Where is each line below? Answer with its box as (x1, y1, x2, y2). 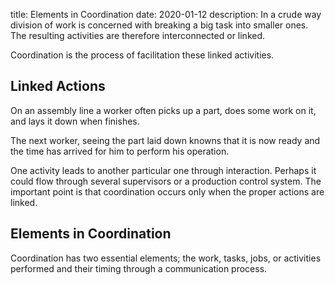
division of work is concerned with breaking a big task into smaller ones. (10, 19, 309, 31)
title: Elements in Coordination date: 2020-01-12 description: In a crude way (10, 9, 322, 20)
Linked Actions (10, 78, 106, 95)
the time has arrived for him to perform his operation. (10, 145, 230, 157)
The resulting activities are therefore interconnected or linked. (10, 30, 266, 41)
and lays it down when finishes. (10, 115, 140, 127)
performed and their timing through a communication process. (10, 262, 268, 274)
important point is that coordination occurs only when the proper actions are (10, 185, 325, 198)
